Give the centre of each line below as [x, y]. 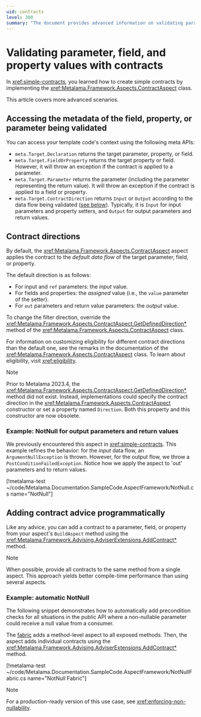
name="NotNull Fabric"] [57, 678]
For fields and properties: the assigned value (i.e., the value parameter [102, 293]
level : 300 [20, 17]
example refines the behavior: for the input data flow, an [75, 451]
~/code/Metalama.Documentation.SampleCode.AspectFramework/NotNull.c [100, 488]
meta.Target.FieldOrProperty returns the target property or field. [95, 160]
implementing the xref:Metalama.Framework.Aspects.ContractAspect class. [99, 88]
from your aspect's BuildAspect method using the [67, 534]
